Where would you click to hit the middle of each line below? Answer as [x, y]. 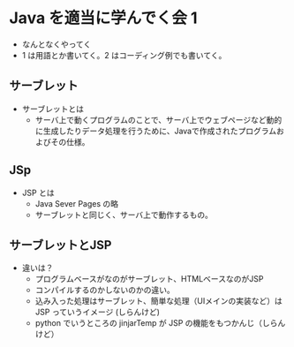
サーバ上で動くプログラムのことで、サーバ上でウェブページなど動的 [158, 119]
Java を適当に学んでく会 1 [103, 18]
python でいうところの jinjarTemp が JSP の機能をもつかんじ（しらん [160, 323]
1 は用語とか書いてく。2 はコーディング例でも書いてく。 [124, 55]
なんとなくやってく [57, 44]
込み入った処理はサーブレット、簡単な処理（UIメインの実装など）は [158, 301]
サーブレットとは [53, 109]
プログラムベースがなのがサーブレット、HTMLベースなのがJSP [149, 279]
